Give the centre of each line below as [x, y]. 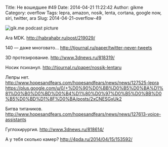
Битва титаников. [24, 109]
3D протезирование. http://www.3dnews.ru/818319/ [60, 57]
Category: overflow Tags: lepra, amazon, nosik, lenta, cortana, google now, [83, 13]
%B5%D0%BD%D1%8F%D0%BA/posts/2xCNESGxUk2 [64, 99]
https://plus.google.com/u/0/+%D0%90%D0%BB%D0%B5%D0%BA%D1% [84, 88]
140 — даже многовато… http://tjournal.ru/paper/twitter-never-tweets [79, 48]
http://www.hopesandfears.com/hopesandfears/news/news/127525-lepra [82, 83]
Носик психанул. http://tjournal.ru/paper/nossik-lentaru [64, 67]
